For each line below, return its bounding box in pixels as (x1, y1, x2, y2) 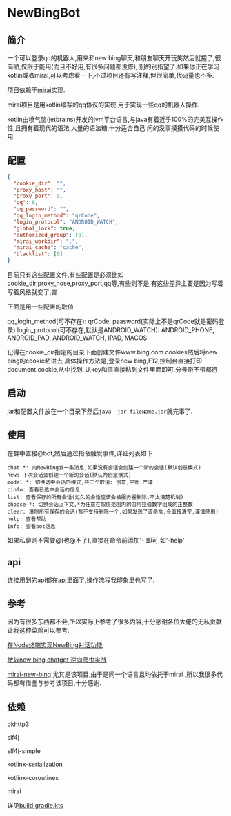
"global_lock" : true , (13, 225, 76, 232)
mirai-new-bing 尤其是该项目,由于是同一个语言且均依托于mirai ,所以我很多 (7, 670, 217, 679)
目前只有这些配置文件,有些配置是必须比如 (7, 271, 124, 279)
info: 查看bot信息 (7, 523, 56, 530)
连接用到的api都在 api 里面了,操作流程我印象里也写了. (7, 576, 155, 584)
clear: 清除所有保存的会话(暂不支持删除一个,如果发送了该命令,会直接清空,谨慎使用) (7, 508, 219, 515)
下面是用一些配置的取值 (7, 302, 74, 311)
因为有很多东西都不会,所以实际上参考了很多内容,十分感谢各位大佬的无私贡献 (7, 617, 223, 626)
